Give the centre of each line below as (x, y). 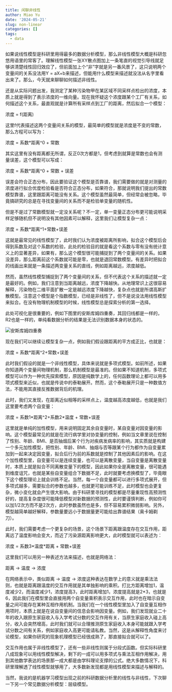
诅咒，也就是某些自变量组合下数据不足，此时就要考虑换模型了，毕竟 (90, 473)
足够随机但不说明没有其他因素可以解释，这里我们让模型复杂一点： (79, 218)
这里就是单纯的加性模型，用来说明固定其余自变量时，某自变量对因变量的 (81, 428)
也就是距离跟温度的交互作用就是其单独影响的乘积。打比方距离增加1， (87, 585)
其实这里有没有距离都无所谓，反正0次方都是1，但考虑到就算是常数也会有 (82, 153)
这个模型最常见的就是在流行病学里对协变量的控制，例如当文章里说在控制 (90, 434)
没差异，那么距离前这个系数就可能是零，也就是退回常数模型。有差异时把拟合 (86, 259)
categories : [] (21, 29)
